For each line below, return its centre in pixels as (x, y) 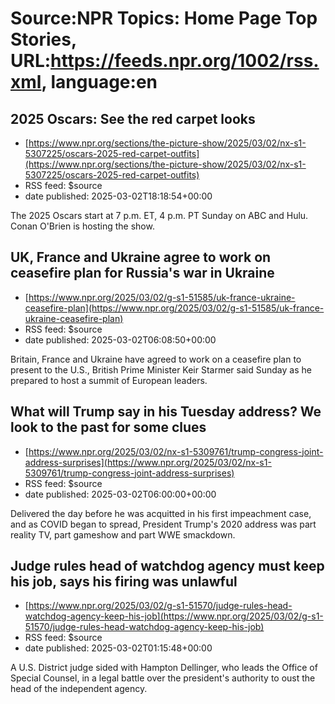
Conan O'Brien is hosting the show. (82, 226)
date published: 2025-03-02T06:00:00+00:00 (120, 494)
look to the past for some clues (108, 427)
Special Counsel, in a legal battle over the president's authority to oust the (163, 678)
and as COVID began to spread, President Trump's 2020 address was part (163, 524)
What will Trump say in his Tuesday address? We (166, 412)
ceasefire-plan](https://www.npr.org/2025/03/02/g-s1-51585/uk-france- (174, 308)
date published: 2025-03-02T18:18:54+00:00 (118, 196)
